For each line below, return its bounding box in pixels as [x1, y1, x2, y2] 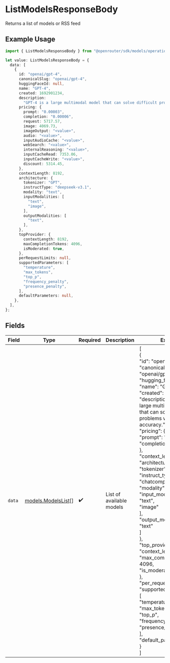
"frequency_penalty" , [23, 279, 69, 284]
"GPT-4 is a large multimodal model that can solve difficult [23, 100, 157, 105]
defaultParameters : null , [18, 293, 73, 299]
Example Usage [5, 35, 56, 44]
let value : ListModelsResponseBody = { [5, 57, 90, 63]
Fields [5, 321, 25, 330]
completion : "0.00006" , [23, 114, 73, 120]
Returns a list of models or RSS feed [5, 20, 81, 26]
